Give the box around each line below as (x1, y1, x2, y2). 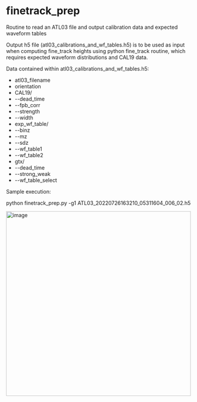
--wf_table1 (14, 145, 42, 152)
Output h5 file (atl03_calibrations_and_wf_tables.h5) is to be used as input (6, 41, 185, 48)
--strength (14, 108, 40, 115)
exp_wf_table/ (14, 120, 49, 127)
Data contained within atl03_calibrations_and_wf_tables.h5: (6, 65, 149, 72)
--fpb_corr (14, 101, 41, 108)
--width (14, 114, 34, 121)
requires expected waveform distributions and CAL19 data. (6, 54, 148, 61)
